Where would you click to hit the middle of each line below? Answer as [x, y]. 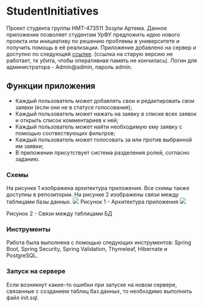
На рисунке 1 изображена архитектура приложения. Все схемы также [98, 188]
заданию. [27, 159]
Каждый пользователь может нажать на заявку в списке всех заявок [106, 113]
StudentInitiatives [52, 11]
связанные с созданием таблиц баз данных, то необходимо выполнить [99, 291]
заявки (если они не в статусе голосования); [73, 107]
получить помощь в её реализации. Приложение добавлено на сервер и [101, 48]
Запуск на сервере [36, 271]
